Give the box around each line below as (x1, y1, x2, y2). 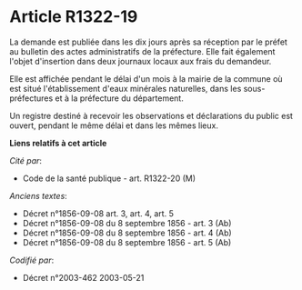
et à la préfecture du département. (55, 93, 184, 104)
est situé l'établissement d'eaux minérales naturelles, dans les (9, 83, 242, 94)
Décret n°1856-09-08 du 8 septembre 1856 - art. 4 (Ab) (22, 227, 232, 238)
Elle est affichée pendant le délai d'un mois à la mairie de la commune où (9, 73, 284, 84)
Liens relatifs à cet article (9, 137, 107, 148)
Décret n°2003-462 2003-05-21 (22, 272, 145, 283)
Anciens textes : (9, 190, 68, 201)
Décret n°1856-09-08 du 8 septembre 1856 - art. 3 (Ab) (22, 217, 232, 228)
